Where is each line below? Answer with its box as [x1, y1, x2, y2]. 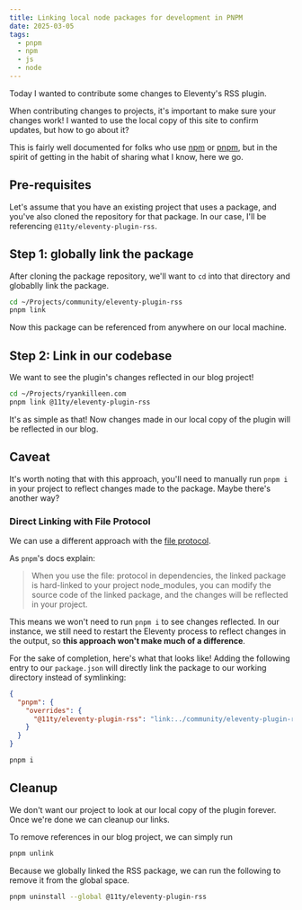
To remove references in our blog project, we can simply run [9, 831, 234, 842]
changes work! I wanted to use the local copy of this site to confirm [9, 114, 259, 126]
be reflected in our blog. [9, 424, 99, 434]
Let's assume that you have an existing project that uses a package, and [9, 201, 277, 212]
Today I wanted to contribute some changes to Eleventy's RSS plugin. [9, 87, 267, 99]
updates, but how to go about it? [9, 124, 129, 135]
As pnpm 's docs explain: [9, 552, 96, 563]
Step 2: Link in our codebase [9, 348, 173, 363]
